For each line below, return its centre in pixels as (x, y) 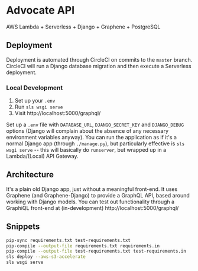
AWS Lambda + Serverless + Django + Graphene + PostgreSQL (83, 27)
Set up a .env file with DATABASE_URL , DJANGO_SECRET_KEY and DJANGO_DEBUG (95, 125)
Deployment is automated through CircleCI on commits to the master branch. (99, 59)
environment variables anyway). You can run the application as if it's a (92, 138)
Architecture (30, 175)
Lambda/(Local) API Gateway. (42, 156)
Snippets (23, 227)
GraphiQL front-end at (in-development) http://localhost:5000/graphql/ (92, 208)
